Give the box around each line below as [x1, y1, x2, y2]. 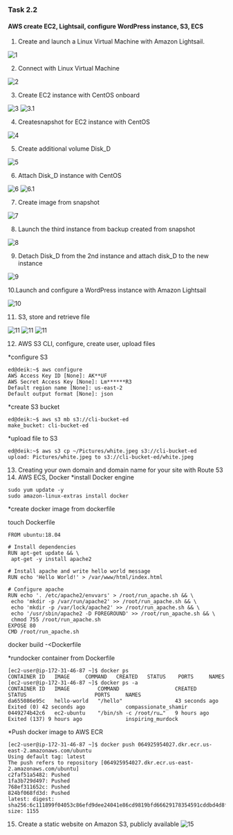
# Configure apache [8, 586, 64, 593]
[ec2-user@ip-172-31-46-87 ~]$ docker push [8, 742, 136, 749]
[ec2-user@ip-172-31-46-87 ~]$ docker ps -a [8, 679, 138, 686]
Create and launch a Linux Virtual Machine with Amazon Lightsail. [17, 37, 205, 46]
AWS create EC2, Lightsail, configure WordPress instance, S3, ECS [8, 22, 203, 30]
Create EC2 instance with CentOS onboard [17, 91, 140, 100]
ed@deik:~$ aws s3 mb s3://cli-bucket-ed [8, 416, 129, 423]
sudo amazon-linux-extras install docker [8, 493, 129, 499]
